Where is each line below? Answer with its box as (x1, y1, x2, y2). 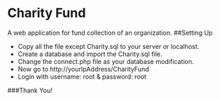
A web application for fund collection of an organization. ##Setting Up (7, 28, 213, 37)
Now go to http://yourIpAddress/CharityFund (17, 65, 150, 73)
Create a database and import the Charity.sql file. (17, 50, 162, 58)
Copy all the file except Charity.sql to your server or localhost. (17, 42, 199, 50)
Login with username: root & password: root (17, 72, 147, 81)
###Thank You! (7, 86, 53, 94)
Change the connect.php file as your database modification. (17, 57, 194, 65)
